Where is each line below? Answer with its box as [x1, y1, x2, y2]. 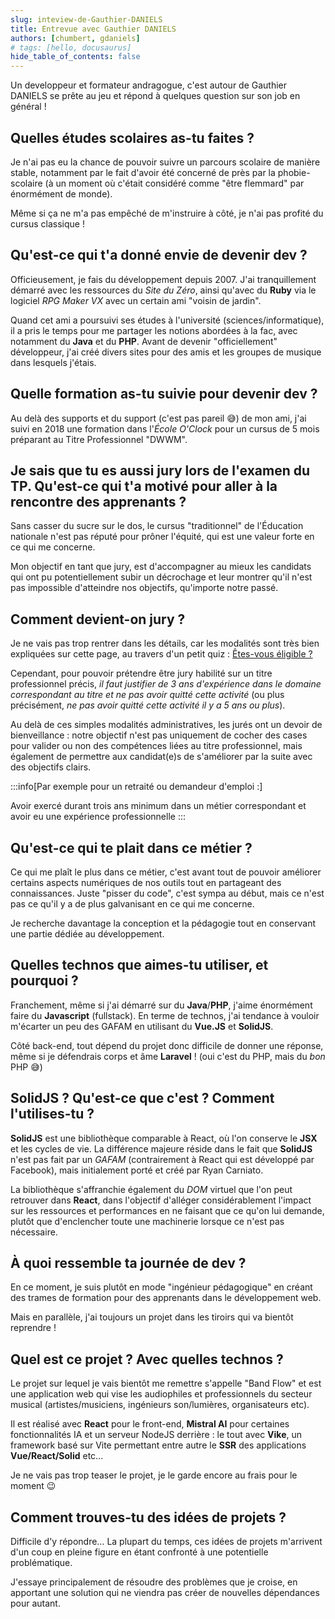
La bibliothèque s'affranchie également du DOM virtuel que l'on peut [10, 1183, 293, 1195]
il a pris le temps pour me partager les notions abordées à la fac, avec [10, 324, 298, 336]
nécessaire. [10, 1226, 58, 1238]
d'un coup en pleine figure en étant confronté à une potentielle [10, 1546, 269, 1558]
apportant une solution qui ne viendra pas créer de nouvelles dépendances [10, 1587, 320, 1599]
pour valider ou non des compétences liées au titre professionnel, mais [10, 740, 303, 752]
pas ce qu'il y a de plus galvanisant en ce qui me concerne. [10, 898, 255, 910]
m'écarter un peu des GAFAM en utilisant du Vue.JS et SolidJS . [10, 1020, 274, 1032]
